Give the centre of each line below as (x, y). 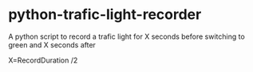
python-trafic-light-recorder (105, 15)
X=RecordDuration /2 (43, 60)
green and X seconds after (52, 44)
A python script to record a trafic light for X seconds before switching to (126, 36)
